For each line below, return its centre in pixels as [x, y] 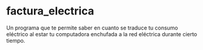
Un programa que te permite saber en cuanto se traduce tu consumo [92, 28]
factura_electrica [50, 11]
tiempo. [16, 40]
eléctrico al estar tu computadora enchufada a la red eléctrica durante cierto [102, 34]
